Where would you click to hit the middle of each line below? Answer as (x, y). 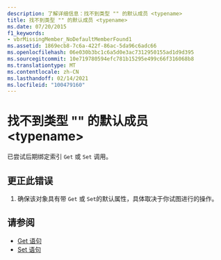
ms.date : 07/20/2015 (37, 26)
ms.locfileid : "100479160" (46, 85)
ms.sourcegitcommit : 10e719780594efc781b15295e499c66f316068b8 (101, 59)
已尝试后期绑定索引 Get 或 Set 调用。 (60, 156)
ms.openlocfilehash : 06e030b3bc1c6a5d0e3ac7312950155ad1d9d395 (101, 53)
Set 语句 (29, 249)
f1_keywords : (26, 33)
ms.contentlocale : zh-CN (43, 72)
